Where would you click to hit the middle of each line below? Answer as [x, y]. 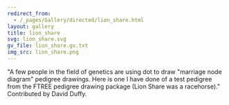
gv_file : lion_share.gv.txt [48, 46]
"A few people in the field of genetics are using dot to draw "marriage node [114, 71]
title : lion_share [34, 33]
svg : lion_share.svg [37, 39]
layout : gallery [31, 26]
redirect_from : [29, 13]
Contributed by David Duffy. [47, 93]
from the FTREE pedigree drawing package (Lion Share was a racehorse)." [114, 86]
